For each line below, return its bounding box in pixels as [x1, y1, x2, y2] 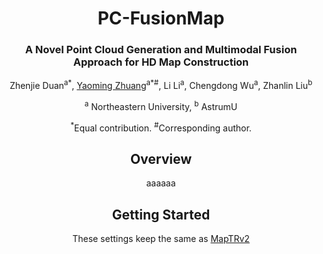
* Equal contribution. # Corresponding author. [70, 120, 252, 134]
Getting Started [111, 206, 211, 223]
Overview [129, 150, 193, 167]
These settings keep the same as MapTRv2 [72, 233, 250, 245]
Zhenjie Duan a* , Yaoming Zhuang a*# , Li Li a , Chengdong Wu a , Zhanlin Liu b [9, 78, 313, 92]
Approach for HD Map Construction [72, 55, 250, 69]
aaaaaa [146, 177, 176, 189]
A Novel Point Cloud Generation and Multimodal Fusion [24, 43, 298, 57]
